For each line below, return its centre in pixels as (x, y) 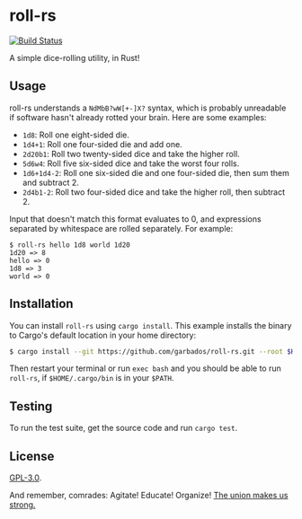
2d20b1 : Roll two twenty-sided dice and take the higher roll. (131, 154)
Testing (31, 406)
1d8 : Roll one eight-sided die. (76, 135)
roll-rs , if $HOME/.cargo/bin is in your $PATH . (92, 378)
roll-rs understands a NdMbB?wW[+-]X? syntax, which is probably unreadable (148, 108)
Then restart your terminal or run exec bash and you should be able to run (145, 368)
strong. (22, 505)
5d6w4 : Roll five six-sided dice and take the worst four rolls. (131, 163)
